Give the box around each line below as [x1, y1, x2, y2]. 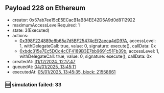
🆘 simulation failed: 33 [5, 81, 62, 88]
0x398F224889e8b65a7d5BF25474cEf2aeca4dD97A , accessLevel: [19, 38, 156, 44]
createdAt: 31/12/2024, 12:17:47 [12, 58, 76, 64]
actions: [12, 32, 28, 38]
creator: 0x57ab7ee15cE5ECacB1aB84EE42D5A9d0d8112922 [12, 17, 136, 23]
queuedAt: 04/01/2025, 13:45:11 [12, 64, 76, 70]
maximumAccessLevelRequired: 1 [12, 22, 80, 28]
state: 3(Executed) [12, 27, 50, 33]
